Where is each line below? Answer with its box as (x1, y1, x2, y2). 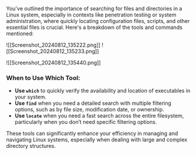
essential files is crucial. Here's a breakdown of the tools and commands (6, 24, 183, 31)
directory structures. (6, 143, 56, 150)
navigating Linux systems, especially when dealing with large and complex (6, 136, 188, 143)
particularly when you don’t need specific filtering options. (14, 118, 158, 126)
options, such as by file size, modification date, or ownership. (14, 106, 164, 113)
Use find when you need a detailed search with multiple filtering (14, 100, 172, 107)
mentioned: (6, 30, 34, 37)
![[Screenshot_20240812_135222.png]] (6, 41, 101, 48)
